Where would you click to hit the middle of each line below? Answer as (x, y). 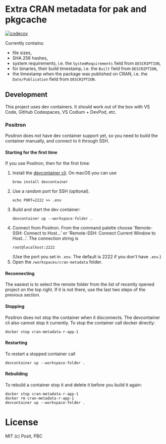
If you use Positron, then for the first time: (48, 163)
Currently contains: (25, 43)
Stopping (15, 306)
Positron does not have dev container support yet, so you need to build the (82, 136)
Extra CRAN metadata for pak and (76, 9)
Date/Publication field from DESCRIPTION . (54, 79)
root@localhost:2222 (33, 248)
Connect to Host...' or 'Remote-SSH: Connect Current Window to (90, 233)
